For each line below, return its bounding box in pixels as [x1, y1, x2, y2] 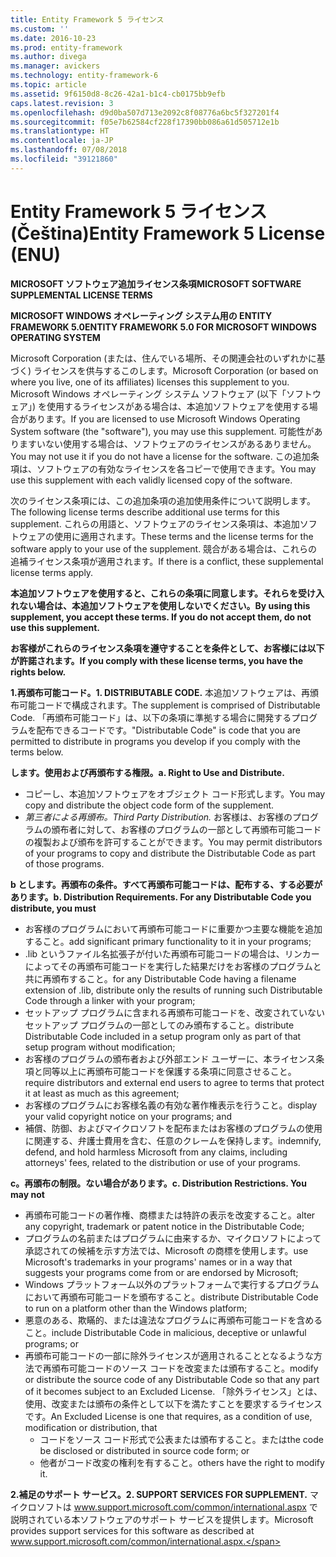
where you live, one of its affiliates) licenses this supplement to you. [10, 376, 290, 388]
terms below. [10, 746, 64, 758]
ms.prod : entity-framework [10, 42, 123, 53]
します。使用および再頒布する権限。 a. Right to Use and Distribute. [10, 766, 285, 778]
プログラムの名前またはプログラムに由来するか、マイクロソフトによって [24, 1232, 322, 1244]
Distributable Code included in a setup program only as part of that [24, 1030, 302, 1042]
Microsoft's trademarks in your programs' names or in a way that [24, 1256, 293, 1268]
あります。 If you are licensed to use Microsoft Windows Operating [27, 412, 301, 425]
